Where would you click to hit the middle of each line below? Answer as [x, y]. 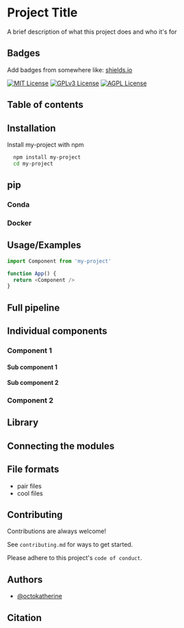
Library [23, 423]
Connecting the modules [61, 446]
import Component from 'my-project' [59, 261]
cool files [30, 493]
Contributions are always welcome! [57, 531]
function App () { [32, 273]
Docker [19, 223]
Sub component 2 [33, 383]
